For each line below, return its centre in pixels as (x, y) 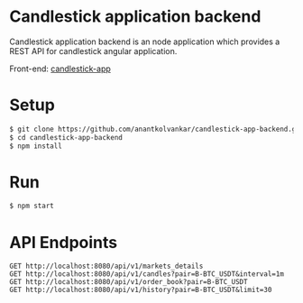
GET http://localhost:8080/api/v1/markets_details (106, 266)
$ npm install (36, 146)
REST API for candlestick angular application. (93, 50)
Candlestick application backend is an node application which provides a (145, 41)
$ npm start (32, 206)
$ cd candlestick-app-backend (66, 137)
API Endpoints (64, 242)
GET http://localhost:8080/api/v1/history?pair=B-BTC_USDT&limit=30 (141, 290)
